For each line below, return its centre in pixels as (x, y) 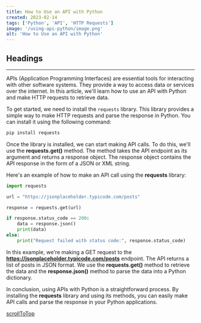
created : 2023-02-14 (32, 17)
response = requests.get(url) (44, 207)
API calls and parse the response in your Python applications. (82, 302)
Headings (25, 58)
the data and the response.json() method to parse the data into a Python (96, 271)
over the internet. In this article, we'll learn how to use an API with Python (96, 91)
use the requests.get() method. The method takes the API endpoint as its (97, 150)
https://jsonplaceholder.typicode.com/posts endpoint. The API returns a (98, 258)
